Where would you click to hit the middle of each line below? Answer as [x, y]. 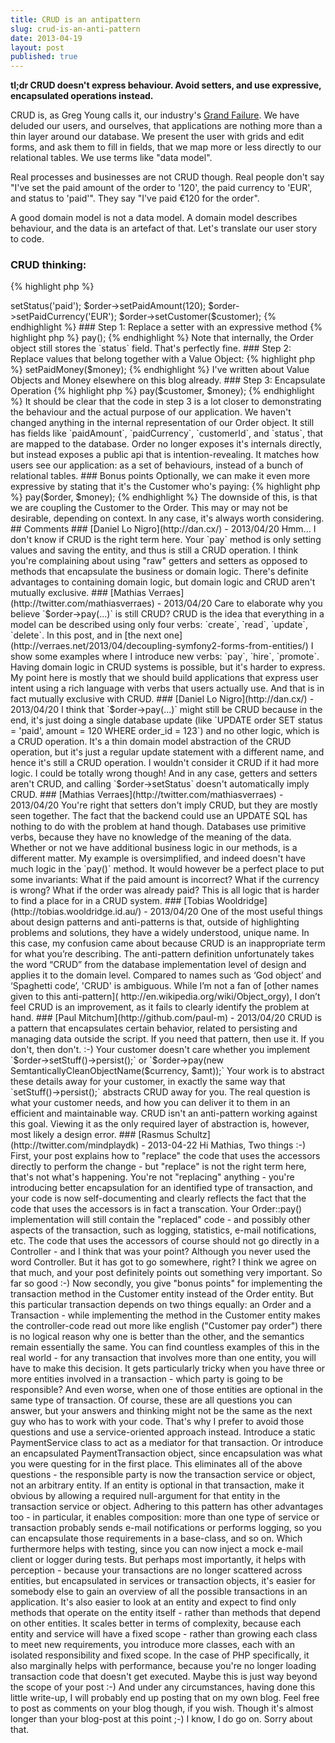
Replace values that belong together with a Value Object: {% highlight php [163, 359]
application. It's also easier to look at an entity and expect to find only [153, 1602]
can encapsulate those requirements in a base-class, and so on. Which [156, 1538]
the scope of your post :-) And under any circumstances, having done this [163, 1687]
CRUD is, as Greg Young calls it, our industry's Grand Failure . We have [155, 115]
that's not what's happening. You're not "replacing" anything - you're [152, 1177]
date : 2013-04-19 [46, 38]
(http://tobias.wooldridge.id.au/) [76, 912]
